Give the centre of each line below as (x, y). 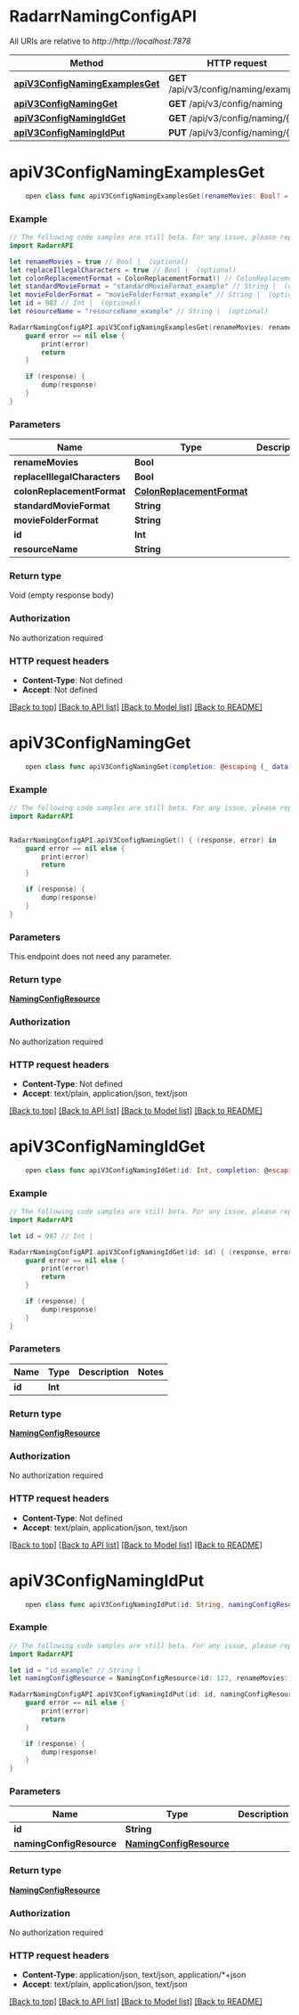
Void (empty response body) (61, 595)
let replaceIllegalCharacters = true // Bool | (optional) (123, 270)
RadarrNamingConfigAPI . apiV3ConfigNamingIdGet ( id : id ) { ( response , (139, 1252)
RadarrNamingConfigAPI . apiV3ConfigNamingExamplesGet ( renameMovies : (137, 327)
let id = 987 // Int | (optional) (75, 303)
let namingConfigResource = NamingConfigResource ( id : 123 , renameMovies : (149, 1678)
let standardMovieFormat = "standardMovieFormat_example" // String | (143, 287)
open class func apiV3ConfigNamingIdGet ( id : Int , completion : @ (147, 1170)
